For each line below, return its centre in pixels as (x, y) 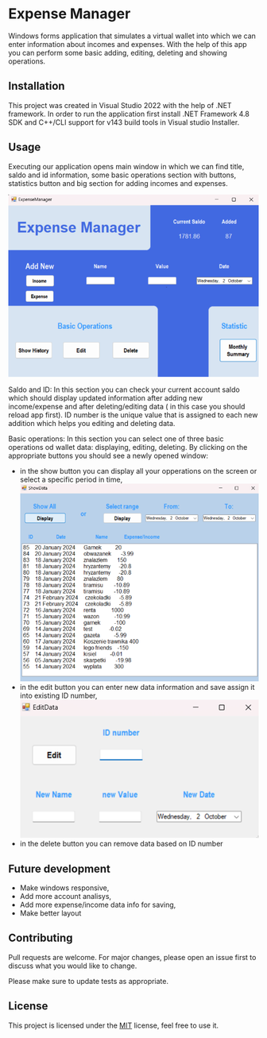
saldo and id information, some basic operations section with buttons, (122, 175)
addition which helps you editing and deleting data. (92, 424)
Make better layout (50, 913)
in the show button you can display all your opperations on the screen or (138, 471)
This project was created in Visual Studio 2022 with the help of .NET (120, 105)
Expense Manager (70, 14)
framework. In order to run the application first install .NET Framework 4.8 (129, 114)
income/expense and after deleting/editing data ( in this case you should (127, 407)
